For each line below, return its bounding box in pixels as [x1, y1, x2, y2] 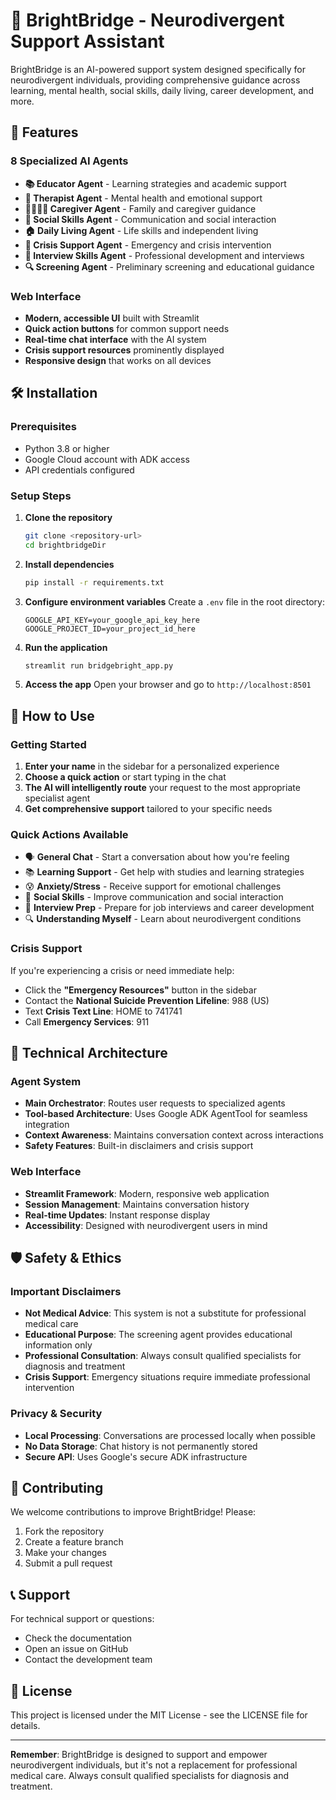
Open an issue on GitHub [24, 1643, 129, 1655]
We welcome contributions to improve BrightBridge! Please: [10, 1506, 257, 1518]
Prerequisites [10, 420, 77, 434]
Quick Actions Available [10, 828, 129, 842]
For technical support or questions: [10, 1613, 155, 1625]
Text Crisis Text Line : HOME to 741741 [24, 1005, 183, 1017]
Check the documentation [24, 1632, 133, 1644]
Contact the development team [24, 1654, 153, 1666]
